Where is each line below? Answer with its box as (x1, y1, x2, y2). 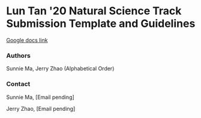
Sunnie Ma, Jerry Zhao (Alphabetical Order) (6, 65, 115, 72)
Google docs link (6, 36, 48, 44)
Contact (6, 80, 31, 88)
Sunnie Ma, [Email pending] (6, 94, 75, 101)
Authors (6, 51, 31, 60)
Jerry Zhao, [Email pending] (6, 105, 76, 112)
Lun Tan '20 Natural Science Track (6, 4, 182, 18)
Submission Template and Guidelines (6, 17, 196, 30)
